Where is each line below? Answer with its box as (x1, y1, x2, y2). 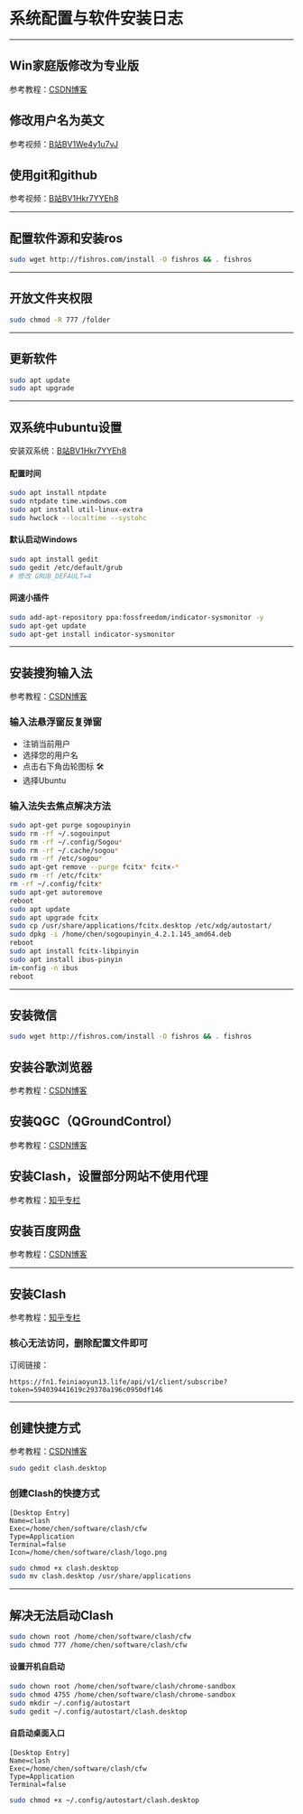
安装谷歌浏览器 (9, 1059, 93, 1075)
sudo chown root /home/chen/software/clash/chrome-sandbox (9, 1682, 236, 1691)
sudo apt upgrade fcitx (9, 913, 99, 922)
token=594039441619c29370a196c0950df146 (9, 1385, 164, 1394)
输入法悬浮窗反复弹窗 (9, 715, 102, 728)
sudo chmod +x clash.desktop (9, 1564, 119, 1573)
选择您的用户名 (22, 749, 78, 760)
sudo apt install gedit (9, 555, 99, 565)
